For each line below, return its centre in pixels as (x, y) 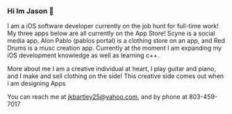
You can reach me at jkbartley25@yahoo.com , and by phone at (97, 97)
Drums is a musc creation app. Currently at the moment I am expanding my (115, 48)
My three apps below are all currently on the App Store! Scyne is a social (111, 33)
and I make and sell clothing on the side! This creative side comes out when (116, 76)
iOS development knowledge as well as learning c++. (83, 55)
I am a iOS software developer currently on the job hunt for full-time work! (113, 26)
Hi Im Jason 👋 (31, 11)
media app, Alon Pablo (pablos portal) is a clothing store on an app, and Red (116, 41)
